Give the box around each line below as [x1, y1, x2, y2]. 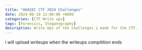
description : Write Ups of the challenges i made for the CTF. [5, 26, 138, 31]
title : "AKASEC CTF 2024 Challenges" [5, 7, 83, 12]
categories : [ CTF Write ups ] [5, 16, 65, 21]
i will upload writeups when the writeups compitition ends [5, 39, 122, 45]
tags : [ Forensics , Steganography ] [5, 21, 76, 26]
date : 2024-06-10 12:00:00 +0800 [5, 12, 74, 17]
